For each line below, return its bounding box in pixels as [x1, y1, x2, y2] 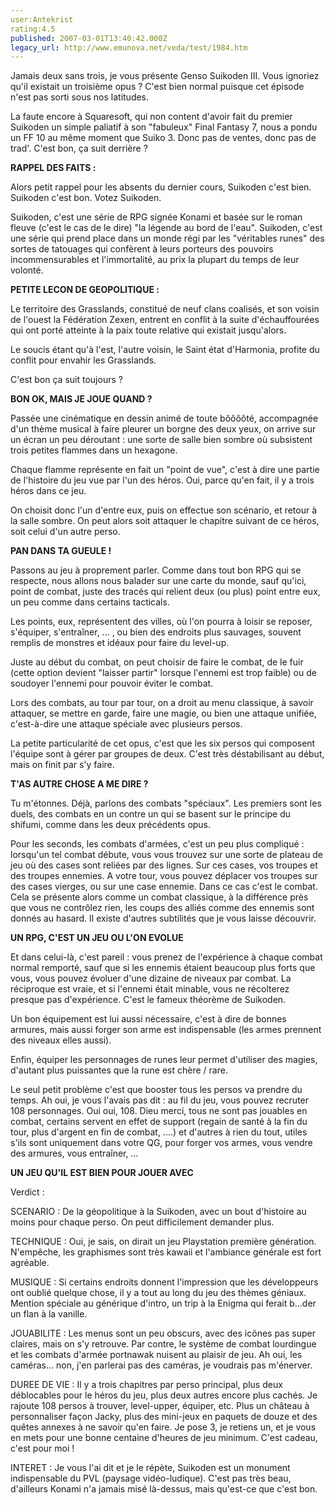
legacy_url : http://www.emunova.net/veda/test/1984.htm [10, 42, 248, 53]
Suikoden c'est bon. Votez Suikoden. [10, 192, 162, 204]
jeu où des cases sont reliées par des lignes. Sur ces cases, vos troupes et [10, 859, 318, 871]
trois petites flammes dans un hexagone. [10, 444, 178, 456]
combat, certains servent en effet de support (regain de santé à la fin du [10, 1116, 308, 1128]
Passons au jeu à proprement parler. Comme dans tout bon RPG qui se [10, 564, 302, 576]
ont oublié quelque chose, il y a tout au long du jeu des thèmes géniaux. [10, 1287, 307, 1299]
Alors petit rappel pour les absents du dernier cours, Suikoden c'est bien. [10, 181, 312, 193]
